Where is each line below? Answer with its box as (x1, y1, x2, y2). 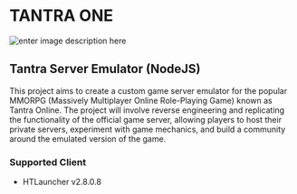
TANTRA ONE (9, 5, 113, 26)
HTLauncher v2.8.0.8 (22, 177, 102, 188)
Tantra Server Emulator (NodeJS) (9, 61, 201, 77)
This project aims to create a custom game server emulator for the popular (9, 85, 288, 96)
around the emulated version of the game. (9, 133, 167, 144)
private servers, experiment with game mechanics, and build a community (9, 124, 286, 134)
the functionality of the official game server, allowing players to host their (9, 114, 283, 125)
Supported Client (9, 155, 87, 168)
